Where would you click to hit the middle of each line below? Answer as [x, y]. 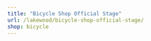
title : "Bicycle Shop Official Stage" [65, 14]
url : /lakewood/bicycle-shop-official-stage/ [75, 20]
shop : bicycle [28, 26]
